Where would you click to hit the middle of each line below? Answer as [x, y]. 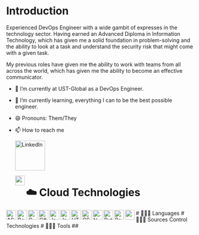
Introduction [38, 11]
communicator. [25, 77]
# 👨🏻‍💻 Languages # [160, 213]
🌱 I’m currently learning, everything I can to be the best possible [94, 100]
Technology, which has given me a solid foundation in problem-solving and [98, 40]
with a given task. [28, 52]
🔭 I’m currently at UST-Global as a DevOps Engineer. [79, 88]
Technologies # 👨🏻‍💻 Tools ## [42, 225]
